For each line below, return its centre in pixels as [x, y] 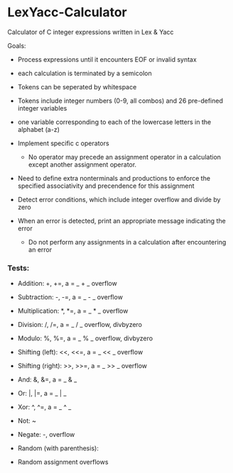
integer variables [42, 108]
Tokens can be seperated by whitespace [77, 87]
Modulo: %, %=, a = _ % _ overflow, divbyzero [85, 338]
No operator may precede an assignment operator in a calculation [125, 157]
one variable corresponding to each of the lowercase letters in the [114, 122]
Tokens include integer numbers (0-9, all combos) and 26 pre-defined [120, 101]
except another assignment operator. [82, 165]
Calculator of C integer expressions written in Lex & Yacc [91, 32]
